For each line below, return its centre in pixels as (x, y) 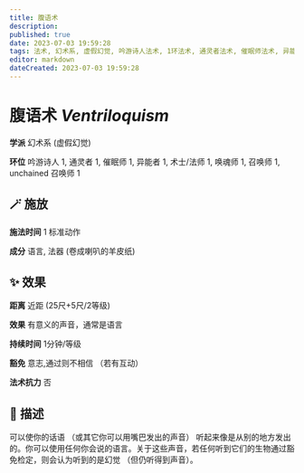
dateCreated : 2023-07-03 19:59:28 (75, 69)
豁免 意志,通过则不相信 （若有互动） (76, 364)
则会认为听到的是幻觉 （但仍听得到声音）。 (119, 460)
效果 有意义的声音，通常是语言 (66, 325)
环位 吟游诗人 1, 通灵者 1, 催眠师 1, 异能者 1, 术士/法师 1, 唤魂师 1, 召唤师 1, (145, 161)
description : (34, 26)
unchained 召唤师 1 (45, 173)
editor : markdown (42, 60)
